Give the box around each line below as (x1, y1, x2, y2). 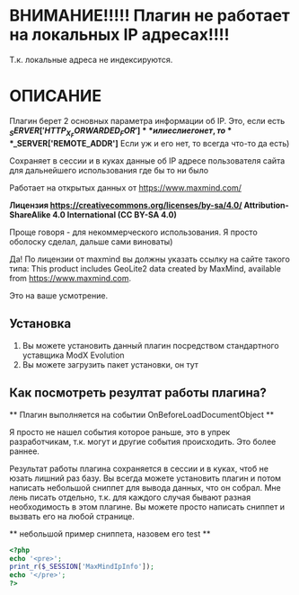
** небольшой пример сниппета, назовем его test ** (9, 528, 211, 539)
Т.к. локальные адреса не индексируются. (9, 54, 173, 65)
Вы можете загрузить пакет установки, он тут (22, 359, 199, 369)
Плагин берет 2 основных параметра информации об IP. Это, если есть (9, 115, 286, 126)
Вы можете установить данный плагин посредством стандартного (22, 340, 280, 351)
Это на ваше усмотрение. (9, 290, 109, 301)
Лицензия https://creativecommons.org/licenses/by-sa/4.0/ (9, 200, 242, 210)
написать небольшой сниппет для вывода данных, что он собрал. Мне (9, 482, 281, 493)
